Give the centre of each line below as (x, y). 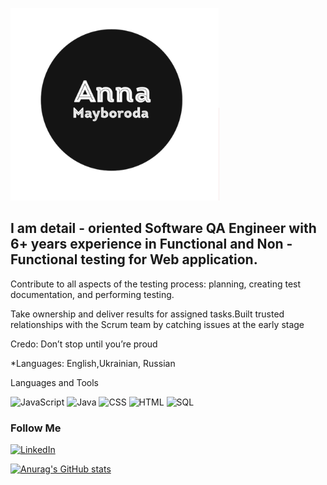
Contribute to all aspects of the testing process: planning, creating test (156, 284)
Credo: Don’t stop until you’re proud (84, 344)
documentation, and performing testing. (92, 294)
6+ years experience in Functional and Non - (151, 244)
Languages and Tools (55, 382)
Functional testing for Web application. (134, 259)
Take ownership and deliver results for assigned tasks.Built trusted (147, 314)
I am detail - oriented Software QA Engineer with (163, 228)
